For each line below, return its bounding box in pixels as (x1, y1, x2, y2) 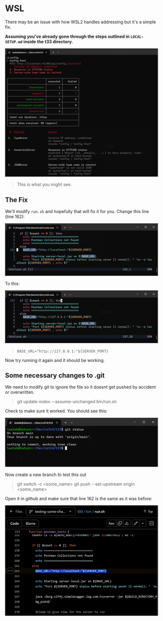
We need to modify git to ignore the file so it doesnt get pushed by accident (5, 384, 156, 390)
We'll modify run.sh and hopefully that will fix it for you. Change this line (5, 209, 149, 214)
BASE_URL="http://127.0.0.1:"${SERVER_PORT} (16, 349, 109, 354)
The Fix (5, 196, 28, 204)
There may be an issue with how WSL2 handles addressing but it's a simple (5, 19, 156, 25)
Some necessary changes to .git (5, 371, 105, 379)
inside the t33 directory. (23, 38, 73, 44)
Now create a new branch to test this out (5, 472, 86, 478)
